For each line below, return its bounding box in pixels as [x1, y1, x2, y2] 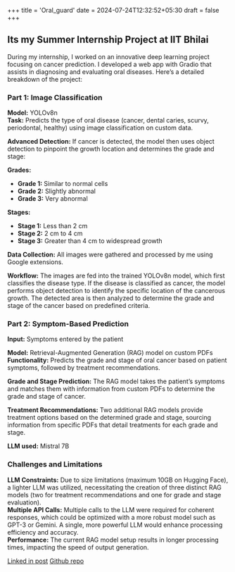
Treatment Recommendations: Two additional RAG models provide [7, 406, 203, 414]
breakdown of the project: [7, 75, 83, 83]
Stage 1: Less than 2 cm [17, 222, 88, 230]
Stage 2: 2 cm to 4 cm [17, 229, 83, 238]
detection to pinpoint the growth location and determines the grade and [7, 144, 215, 154]
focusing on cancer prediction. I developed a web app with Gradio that [7, 60, 212, 68]
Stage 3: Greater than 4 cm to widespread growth [17, 237, 163, 245]
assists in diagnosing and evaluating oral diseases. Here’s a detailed [7, 67, 205, 76]
